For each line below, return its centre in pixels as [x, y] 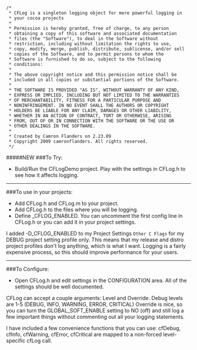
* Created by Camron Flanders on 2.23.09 [60, 136]
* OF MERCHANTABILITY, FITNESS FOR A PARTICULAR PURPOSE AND [85, 100]
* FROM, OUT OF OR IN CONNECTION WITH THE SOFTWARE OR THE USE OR [91, 121]
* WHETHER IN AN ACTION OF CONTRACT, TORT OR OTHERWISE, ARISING [90, 116]
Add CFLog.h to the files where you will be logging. [77, 210]
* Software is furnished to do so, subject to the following [85, 59]
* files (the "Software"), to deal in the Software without [84, 39]
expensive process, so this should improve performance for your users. [92, 252]
